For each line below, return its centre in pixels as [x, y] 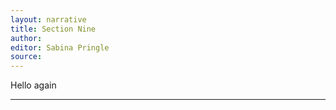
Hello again [33, 85]
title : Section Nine [53, 29]
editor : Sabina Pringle [60, 47]
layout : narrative [48, 19]
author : [26, 38]
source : [26, 57]
